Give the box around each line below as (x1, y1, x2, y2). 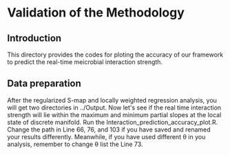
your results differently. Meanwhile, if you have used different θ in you (7, 132, 206, 141)
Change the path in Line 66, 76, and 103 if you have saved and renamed (7, 125, 211, 134)
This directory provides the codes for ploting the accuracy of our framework (7, 50, 224, 59)
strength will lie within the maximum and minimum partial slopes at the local (7, 110, 222, 118)
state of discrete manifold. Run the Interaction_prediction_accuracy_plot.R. (7, 118, 218, 126)
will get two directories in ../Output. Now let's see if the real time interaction (7, 103, 222, 112)
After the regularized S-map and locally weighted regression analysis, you (7, 96, 217, 104)
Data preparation (7, 78, 81, 90)
